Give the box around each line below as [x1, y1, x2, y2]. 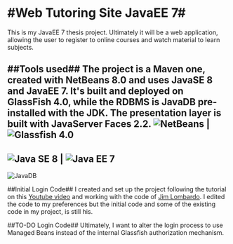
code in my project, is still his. [7, 208, 93, 216]
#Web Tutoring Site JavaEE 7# [7, 5, 186, 21]
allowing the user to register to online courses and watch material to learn [7, 35, 220, 43]
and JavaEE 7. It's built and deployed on [7, 86, 184, 97]
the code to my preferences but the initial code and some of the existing [7, 200, 216, 208]
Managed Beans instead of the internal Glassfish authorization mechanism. [7, 229, 225, 237]
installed [7, 107, 46, 119]
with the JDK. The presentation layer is [48, 107, 222, 119]
